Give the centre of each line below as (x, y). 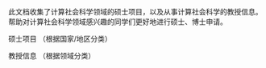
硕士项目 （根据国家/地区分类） (60, 39)
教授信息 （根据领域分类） (52, 56)
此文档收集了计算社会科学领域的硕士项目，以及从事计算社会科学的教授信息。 (135, 12)
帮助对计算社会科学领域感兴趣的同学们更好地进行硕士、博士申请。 (118, 22)
